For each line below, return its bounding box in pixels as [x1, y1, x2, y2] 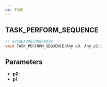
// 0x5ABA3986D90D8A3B [5, 39, 53, 44]
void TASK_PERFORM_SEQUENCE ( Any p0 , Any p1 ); [5, 43, 102, 49]
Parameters [5, 57, 43, 66]
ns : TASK [5, 7, 24, 12]
